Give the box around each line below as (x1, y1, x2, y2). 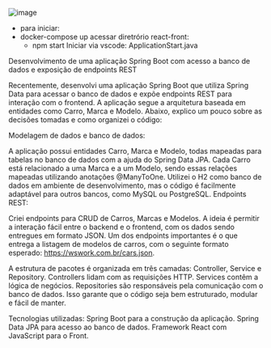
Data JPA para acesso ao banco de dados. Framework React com (8, 322, 227, 332)
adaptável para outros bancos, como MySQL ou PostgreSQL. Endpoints (8, 189, 247, 198)
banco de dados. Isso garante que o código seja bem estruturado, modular (8, 290, 258, 299)
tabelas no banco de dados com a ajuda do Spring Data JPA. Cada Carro (8, 155, 251, 164)
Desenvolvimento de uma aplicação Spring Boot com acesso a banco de (8, 57, 251, 66)
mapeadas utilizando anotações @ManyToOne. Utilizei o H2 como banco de (8, 172, 262, 181)
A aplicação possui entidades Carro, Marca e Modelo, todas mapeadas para (8, 146, 262, 155)
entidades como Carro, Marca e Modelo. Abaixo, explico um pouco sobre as (8, 106, 263, 116)
